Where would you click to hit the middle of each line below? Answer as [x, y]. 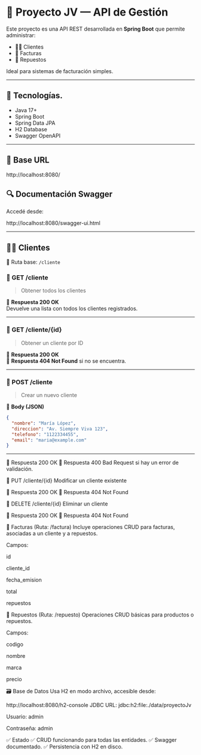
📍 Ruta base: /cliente [33, 262]
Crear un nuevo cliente [49, 395]
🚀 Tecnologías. [34, 96]
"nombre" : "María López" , [44, 423]
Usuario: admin [25, 717]
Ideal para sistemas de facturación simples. [60, 71]
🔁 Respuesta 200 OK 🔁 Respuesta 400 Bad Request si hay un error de [92, 463]
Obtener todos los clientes [53, 291]
